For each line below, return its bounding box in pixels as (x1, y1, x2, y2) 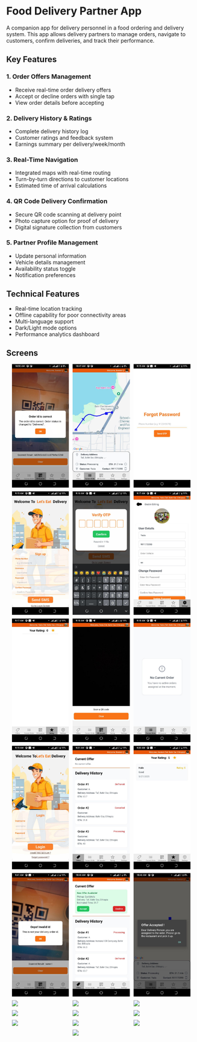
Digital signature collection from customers (14, 223, 122, 231)
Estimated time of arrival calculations (14, 182, 107, 189)
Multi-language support (14, 317, 74, 325)
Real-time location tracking (14, 305, 83, 312)
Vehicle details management (14, 258, 86, 266)
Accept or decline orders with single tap (14, 92, 114, 100)
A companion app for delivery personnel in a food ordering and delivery (6, 24, 184, 31)
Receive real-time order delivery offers (14, 86, 111, 93)
